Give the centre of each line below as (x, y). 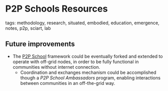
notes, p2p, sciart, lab (28, 28)
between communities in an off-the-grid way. (68, 83)
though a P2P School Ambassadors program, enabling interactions (90, 78)
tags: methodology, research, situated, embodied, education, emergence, (82, 23)
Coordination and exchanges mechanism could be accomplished (88, 72)
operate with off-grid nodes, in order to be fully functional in (76, 62)
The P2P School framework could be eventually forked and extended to (88, 56)
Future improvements (40, 44)
